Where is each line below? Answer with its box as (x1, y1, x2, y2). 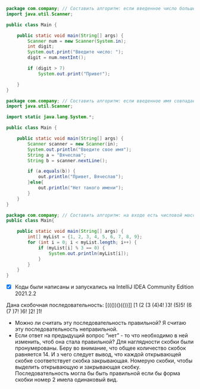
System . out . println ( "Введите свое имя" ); (27, 146, 132, 153)
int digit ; (27, 43, 55, 50)
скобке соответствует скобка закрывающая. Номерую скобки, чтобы (14, 357, 193, 365)
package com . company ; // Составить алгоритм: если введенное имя (6, 98, 171, 104)
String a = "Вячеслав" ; (27, 152, 86, 158)
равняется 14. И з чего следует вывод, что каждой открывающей (14, 351, 182, 358)
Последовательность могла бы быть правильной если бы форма (14, 370, 180, 377)
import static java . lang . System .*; (6, 114, 95, 120)
